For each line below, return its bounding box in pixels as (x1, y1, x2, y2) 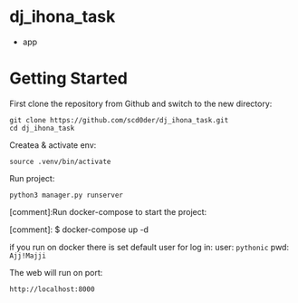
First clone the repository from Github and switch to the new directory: (9, 98, 273, 109)
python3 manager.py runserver (9, 191, 124, 200)
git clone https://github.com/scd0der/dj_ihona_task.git (9, 115, 229, 124)
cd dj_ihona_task (9, 123, 75, 132)
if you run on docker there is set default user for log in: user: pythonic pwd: (9, 241, 290, 252)
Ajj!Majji (9, 251, 47, 260)
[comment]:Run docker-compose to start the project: (9, 206, 207, 217)
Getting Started (9, 68, 129, 89)
